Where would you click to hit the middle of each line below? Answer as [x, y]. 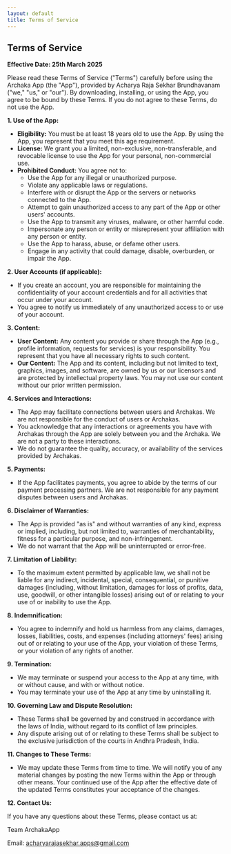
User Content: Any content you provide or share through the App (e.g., [118, 341]
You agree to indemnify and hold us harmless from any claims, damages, [121, 629]
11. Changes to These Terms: [49, 754]
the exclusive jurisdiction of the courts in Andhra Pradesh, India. [108, 741]
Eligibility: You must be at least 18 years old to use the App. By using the [120, 134]
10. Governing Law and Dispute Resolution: [70, 706]
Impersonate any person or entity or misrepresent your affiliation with [126, 229]
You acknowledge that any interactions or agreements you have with [114, 427]
